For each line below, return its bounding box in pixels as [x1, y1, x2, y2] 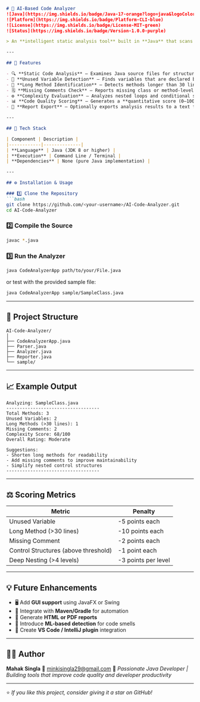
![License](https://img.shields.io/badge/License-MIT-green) [6, 22, 161, 28]
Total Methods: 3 [6, 411, 49, 417]
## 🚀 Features [6, 60, 42, 66]
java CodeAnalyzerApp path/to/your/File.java [6, 267, 121, 273]
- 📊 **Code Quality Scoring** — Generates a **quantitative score [6, 98, 176, 104]
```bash [6, 196, 26, 202]
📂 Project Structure [6, 312, 79, 322]
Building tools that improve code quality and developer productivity [6, 671, 171, 678]
